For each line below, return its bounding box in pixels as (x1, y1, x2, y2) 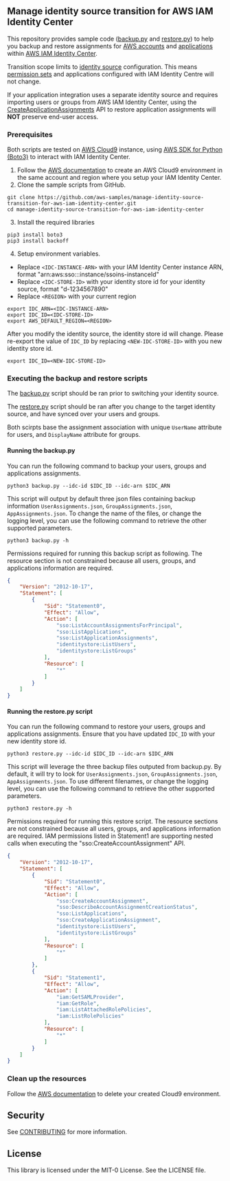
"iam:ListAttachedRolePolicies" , (56, 1006, 152, 1014)
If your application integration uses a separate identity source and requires (7, 90, 218, 99)
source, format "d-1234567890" (16, 285, 108, 294)
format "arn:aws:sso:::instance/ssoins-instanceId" (16, 270, 159, 278)
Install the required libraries (16, 218, 95, 227)
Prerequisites (7, 130, 53, 139)
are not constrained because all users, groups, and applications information (7, 825, 221, 833)
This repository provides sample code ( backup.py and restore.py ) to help (7, 34, 214, 43)
